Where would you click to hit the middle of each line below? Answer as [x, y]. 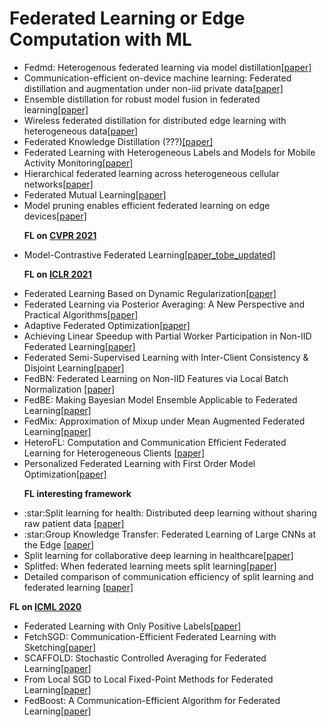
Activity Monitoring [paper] [78, 163]
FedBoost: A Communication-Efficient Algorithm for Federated [152, 700]
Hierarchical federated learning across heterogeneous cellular [151, 173]
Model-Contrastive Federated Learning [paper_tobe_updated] [149, 254]
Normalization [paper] [69, 389]
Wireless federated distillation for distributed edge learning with [155, 120]
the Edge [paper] [59, 544]
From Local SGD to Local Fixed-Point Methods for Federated [148, 679]
